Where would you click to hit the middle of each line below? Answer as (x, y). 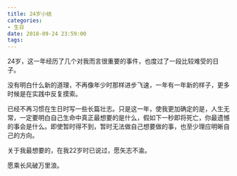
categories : (25, 20)
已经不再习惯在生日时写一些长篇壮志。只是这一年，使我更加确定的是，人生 (115, 109)
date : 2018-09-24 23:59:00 (47, 34)
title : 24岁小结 (30, 14)
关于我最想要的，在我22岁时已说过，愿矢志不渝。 (79, 151)
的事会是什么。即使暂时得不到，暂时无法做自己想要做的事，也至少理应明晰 (115, 127)
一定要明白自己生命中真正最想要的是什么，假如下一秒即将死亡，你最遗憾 (124, 118)
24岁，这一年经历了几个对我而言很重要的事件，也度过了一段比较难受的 (110, 61)
